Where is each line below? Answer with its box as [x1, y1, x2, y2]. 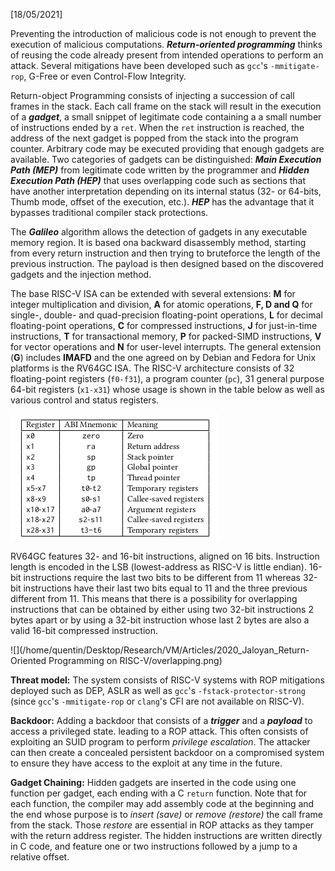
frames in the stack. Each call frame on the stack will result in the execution [10, 100, 322, 112]
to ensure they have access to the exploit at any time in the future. [10, 757, 283, 769]
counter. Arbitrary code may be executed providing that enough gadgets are [10, 143, 325, 154]
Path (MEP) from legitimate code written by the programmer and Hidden [10, 164, 310, 176]
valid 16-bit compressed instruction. [10, 625, 158, 636]
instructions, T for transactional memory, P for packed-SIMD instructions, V [10, 330, 322, 342]
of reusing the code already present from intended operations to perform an [10, 49, 324, 61]
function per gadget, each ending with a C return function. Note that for [10, 787, 308, 799]
